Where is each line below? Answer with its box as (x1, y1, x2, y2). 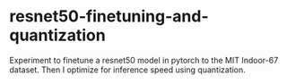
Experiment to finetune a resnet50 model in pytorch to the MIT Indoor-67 (9, 55, 279, 65)
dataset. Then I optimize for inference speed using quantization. (9, 64, 247, 75)
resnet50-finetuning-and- (9, 6, 209, 27)
